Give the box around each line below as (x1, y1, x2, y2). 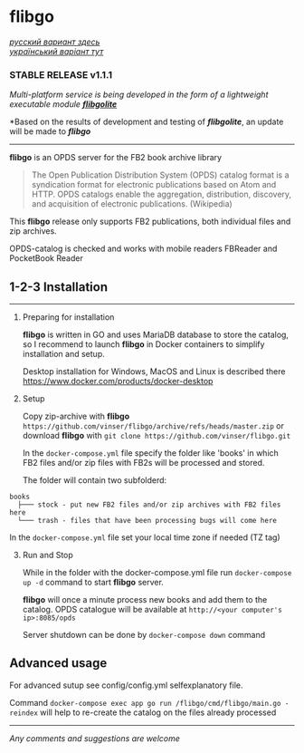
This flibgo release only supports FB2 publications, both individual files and (9, 216, 291, 227)
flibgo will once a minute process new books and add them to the (22, 594, 268, 605)
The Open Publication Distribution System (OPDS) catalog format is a (31, 169, 290, 180)
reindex (9, 709, 39, 718)
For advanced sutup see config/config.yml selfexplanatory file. (9, 680, 243, 690)
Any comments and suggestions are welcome (9, 732, 181, 744)
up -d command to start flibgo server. (22, 577, 165, 588)
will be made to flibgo (9, 126, 91, 137)
